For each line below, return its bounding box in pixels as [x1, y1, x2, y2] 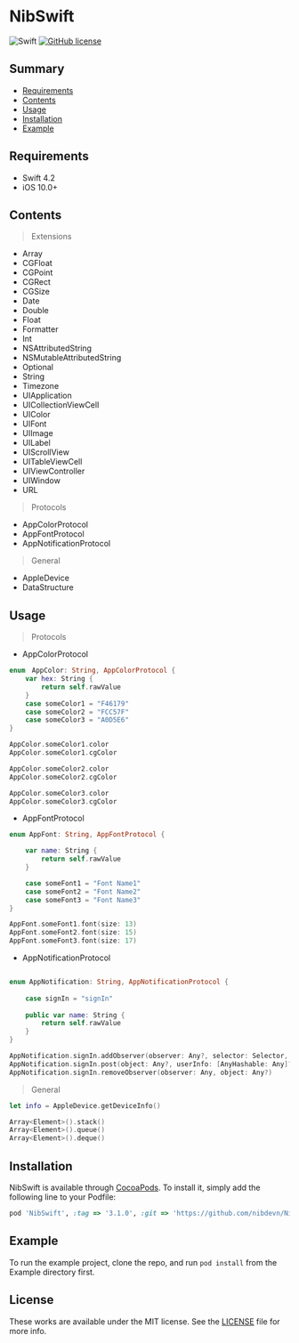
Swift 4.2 [21, 172, 55, 183]
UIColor [21, 409, 51, 420]
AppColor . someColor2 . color [9, 764, 109, 773]
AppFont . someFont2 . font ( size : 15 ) [9, 928, 138, 937]
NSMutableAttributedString [21, 352, 122, 363]
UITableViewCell [21, 457, 83, 467]
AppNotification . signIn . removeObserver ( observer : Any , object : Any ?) [9, 1068, 273, 1077]
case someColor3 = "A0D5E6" [25, 716, 129, 724]
